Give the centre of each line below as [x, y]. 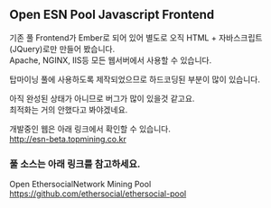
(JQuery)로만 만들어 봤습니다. [62, 49]
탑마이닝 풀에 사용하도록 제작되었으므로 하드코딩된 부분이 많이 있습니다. [135, 79]
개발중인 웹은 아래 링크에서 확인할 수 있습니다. [90, 129]
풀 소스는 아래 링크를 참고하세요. [75, 164]
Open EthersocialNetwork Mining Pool [80, 185]
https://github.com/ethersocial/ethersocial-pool [98, 194]
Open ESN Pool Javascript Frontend [112, 15]
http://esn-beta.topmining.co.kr [68, 139]
